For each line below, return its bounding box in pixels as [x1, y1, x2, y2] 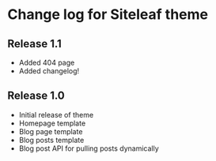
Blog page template [18, 126, 83, 136]
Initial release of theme [18, 110, 94, 119]
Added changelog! [18, 66, 80, 76]
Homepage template [18, 118, 86, 128]
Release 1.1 [7, 37, 63, 51]
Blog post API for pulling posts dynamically [18, 144, 159, 153]
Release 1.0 [7, 89, 65, 103]
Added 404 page [18, 58, 75, 67]
